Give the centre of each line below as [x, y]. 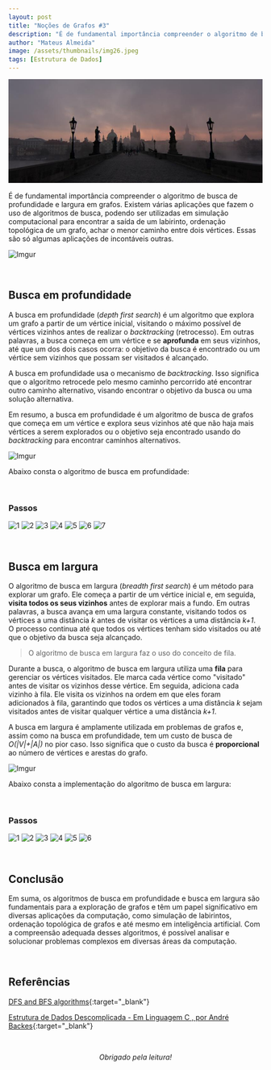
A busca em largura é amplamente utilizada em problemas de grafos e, [126, 727]
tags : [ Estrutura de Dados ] [56, 60]
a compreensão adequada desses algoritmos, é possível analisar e [119, 933]
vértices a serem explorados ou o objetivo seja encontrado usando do [125, 431]
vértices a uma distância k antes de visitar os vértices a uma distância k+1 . [132, 620]
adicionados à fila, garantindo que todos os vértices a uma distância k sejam [135, 702]
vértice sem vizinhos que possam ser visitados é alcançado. [108, 357]
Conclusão [36, 879]
